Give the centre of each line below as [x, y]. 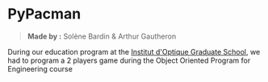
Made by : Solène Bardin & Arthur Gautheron [102, 36]
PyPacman [44, 14]
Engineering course [40, 68]
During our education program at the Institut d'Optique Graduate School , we [134, 51]
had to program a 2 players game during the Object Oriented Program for [129, 60]
